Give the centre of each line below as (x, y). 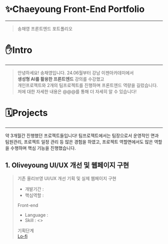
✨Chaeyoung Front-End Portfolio (75, 9)
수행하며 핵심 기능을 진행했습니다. (43, 148)
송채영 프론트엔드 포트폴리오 (45, 28)
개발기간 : (34, 189)
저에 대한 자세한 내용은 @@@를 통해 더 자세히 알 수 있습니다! (77, 91)
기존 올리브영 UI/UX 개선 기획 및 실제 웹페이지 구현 (67, 178)
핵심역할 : (34, 195)
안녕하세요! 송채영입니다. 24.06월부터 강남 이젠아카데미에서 (75, 72)
